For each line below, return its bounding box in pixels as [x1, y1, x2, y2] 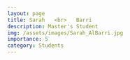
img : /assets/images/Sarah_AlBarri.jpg [7, 29, 124, 37]
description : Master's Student [7, 23, 99, 30]
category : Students [7, 42, 64, 49]
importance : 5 [7, 36, 49, 43]
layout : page [7, 10, 45, 17]
